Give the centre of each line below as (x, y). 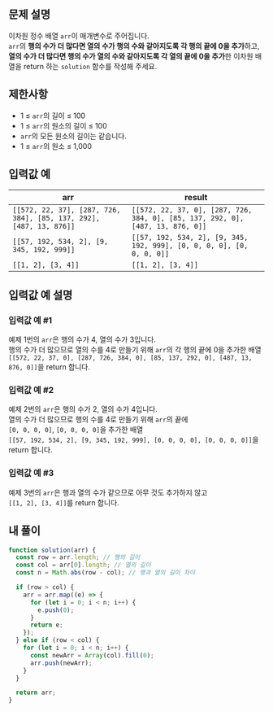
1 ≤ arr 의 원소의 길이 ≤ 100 (63, 125)
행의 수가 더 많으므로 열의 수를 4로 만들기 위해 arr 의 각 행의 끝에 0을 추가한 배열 (135, 350)
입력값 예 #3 (31, 473)
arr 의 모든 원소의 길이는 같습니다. (74, 136)
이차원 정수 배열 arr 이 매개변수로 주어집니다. (79, 36)
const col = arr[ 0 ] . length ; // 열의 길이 (84, 565)
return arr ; (36, 693)
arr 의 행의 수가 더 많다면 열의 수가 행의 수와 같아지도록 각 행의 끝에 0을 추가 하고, (134, 46)
